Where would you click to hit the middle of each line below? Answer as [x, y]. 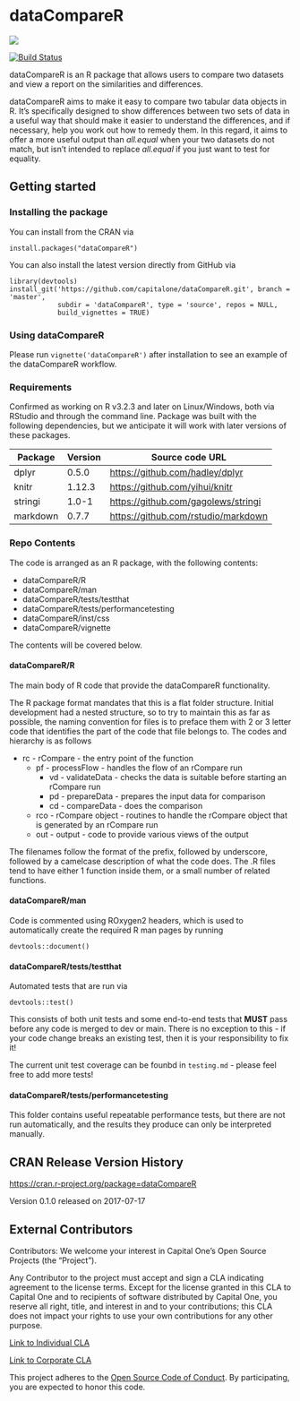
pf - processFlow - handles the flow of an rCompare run [139, 768]
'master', [28, 297]
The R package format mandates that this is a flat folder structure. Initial [142, 702]
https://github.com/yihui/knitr [171, 487]
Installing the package [59, 212]
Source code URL [189, 458]
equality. [25, 159]
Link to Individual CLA [50, 1342]
